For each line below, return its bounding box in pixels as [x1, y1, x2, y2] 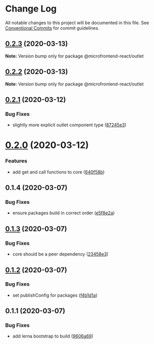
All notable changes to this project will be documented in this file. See [5, 20, 149, 26]
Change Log [5, 3, 57, 15]
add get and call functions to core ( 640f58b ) [12, 169, 105, 175]
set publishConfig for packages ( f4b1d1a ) [12, 292, 98, 298]
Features [5, 157, 28, 164]
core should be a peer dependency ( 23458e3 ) [12, 251, 109, 257]
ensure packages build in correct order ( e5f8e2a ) [12, 210, 115, 216]
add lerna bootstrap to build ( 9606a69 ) [12, 333, 94, 339]
